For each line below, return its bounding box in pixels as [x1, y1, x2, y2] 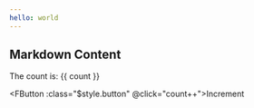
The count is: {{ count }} [9, 71, 100, 82]
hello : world [9, 13, 59, 23]
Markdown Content [9, 47, 122, 63]
